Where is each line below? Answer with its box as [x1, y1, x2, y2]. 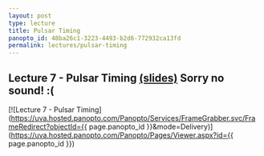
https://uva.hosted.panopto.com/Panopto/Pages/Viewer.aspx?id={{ [10, 130, 234, 140]
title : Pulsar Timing [8, 26, 81, 34]
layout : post [8, 11, 52, 20]
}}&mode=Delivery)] [146, 122, 213, 131]
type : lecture [8, 19, 56, 27]
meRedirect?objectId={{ [8, 122, 87, 131]
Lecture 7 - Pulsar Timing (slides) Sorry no [8, 71, 225, 85]
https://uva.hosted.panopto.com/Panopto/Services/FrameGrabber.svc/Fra [10, 113, 256, 122]
